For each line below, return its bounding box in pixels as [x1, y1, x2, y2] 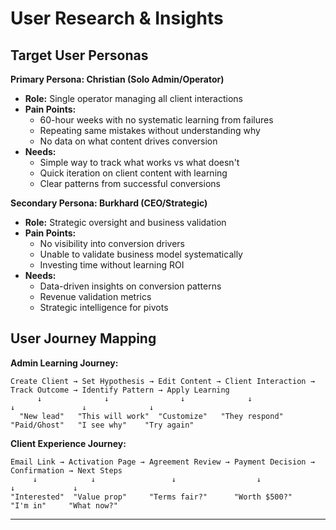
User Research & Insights [10, 7, 224, 30]
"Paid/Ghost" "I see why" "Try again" [10, 420, 195, 430]
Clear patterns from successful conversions [39, 178, 221, 189]
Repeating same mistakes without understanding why [39, 125, 261, 136]
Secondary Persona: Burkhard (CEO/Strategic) [10, 197, 208, 209]
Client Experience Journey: [10, 437, 127, 449]
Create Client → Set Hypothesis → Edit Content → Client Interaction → [10, 376, 315, 386]
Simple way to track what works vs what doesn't [39, 157, 240, 168]
